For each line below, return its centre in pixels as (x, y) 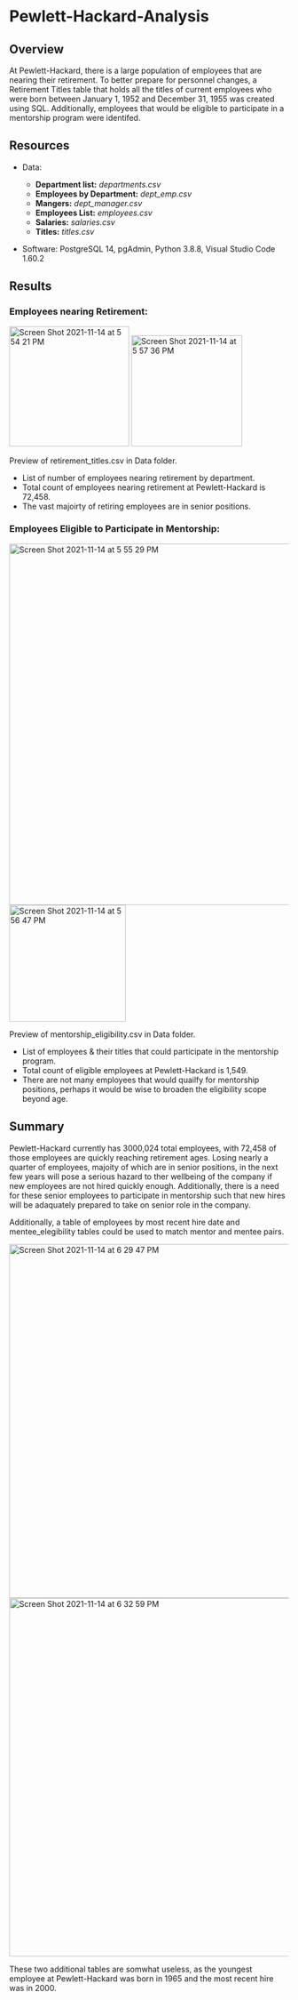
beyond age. (45, 1098)
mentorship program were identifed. (75, 118)
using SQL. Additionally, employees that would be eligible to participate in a (147, 108)
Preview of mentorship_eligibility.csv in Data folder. (102, 1034)
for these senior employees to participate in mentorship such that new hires (147, 1195)
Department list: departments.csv (98, 184)
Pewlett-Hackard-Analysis (110, 16)
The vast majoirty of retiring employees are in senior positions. (136, 506)
